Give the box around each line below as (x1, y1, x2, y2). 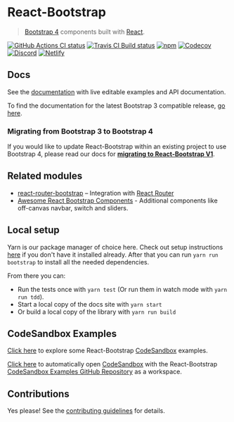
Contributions (7, 388, 70, 399)
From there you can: (7, 271, 66, 280)
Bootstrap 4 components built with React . (24, 27, 145, 36)
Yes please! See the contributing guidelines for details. (7, 407, 165, 415)
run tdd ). (17, 293, 44, 301)
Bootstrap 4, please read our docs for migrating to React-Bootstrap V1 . (7, 150, 216, 158)
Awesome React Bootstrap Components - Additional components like (17, 196, 218, 205)
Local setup (7, 224, 60, 236)
